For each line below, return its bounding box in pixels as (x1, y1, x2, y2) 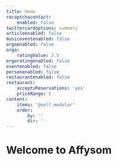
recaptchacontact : (6, 14, 51, 20)
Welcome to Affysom (6, 144, 112, 157)
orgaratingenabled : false (6, 58, 70, 64)
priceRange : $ (17, 91, 51, 97)
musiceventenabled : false (6, 36, 70, 42)
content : (6, 96, 28, 102)
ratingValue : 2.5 (17, 52, 60, 58)
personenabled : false (6, 69, 60, 75)
